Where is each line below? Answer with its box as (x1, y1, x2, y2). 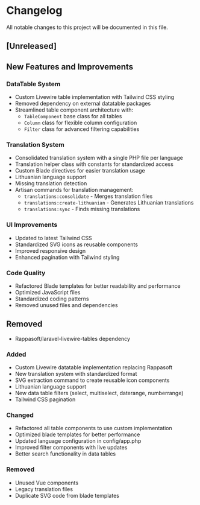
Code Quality (6, 268, 46, 277)
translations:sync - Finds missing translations (23, 206, 140, 213)
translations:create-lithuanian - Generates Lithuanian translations (23, 199, 194, 206)
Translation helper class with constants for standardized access (14, 160, 173, 168)
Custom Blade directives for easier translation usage (14, 167, 146, 174)
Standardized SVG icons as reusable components (14, 241, 139, 248)
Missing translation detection (14, 180, 87, 187)
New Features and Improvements (6, 62, 134, 72)
